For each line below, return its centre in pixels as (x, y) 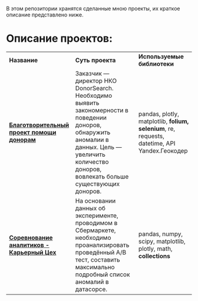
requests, (151, 136)
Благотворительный (39, 125)
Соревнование (31, 237)
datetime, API (157, 143)
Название (24, 60)
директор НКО (96, 81)
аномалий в (92, 282)
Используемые (161, 57)
